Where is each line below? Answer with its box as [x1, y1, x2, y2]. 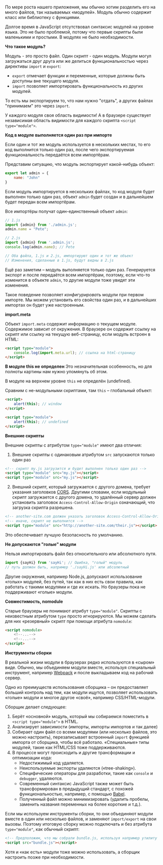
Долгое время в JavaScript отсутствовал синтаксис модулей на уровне [5, 24, 154, 30]
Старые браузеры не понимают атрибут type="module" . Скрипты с [5, 608, 142, 613]
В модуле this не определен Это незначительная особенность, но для [5, 363, 152, 369]
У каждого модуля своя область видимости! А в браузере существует [5, 112, 151, 118]
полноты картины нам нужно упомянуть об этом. [5, 369, 108, 375]
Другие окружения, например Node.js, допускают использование [5, 574, 142, 579]
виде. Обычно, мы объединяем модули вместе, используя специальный [5, 665, 156, 670]
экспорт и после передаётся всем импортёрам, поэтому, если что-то [5, 272, 150, 278]
